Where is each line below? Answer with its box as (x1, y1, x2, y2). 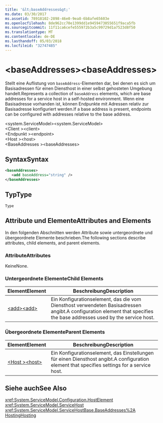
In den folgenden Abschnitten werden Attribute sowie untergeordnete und (5, 229, 153, 236)
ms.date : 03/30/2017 (5, 12, 47, 17)
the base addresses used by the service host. (50, 314, 155, 321)
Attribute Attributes (5, 252, 51, 259)
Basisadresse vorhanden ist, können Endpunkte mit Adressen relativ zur (5, 101, 149, 107)
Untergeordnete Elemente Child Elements (5, 275, 103, 282)
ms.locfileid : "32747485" (5, 43, 57, 48)
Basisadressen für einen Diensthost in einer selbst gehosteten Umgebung (5, 85, 152, 91)
